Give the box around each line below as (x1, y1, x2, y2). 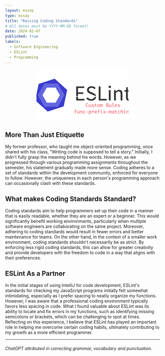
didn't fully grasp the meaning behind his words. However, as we (5, 154, 137, 160)
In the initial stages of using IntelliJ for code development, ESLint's (5, 282, 140, 288)
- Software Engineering (9, 44, 58, 49)
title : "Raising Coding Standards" (5, 18, 78, 23)
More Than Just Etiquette (5, 131, 84, 139)
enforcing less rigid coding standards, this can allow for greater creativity (5, 245, 154, 250)
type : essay (5, 13, 29, 18)
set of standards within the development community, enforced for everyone (5, 170, 158, 176)
